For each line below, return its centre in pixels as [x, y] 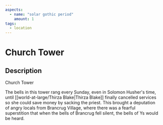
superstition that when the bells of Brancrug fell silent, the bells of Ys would [82, 113]
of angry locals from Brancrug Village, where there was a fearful [70, 108]
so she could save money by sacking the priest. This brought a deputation [80, 103]
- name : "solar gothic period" [42, 14]
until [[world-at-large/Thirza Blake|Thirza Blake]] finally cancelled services [81, 97]
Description [23, 70]
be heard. [15, 119]
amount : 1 [24, 19]
